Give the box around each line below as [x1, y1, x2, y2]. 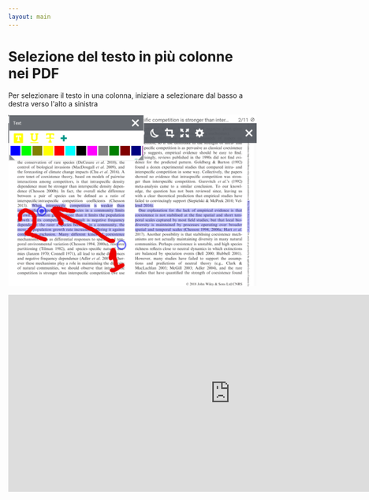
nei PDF [8, 64, 60, 82]
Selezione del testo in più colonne [8, 47, 233, 65]
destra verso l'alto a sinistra [8, 99, 99, 108]
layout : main [8, 13, 51, 21]
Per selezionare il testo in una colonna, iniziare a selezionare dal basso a [8, 91, 243, 100]
